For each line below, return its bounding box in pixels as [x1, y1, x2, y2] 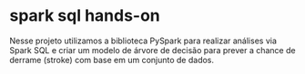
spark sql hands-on [9, 5, 161, 26]
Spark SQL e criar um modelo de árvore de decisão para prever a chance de [9, 44, 296, 55]
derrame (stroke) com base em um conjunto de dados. [9, 54, 215, 65]
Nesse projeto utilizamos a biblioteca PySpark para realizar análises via [9, 35, 278, 46]
